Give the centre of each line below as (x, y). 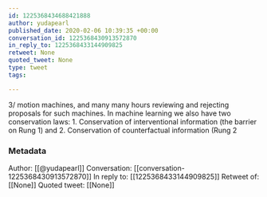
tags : (17, 75)
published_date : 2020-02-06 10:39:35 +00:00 (83, 30)
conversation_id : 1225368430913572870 (73, 38)
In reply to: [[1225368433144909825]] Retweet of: (176, 176)
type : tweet (28, 68)
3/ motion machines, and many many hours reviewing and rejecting (119, 104)
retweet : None (32, 53)
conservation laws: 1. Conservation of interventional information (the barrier (133, 121)
